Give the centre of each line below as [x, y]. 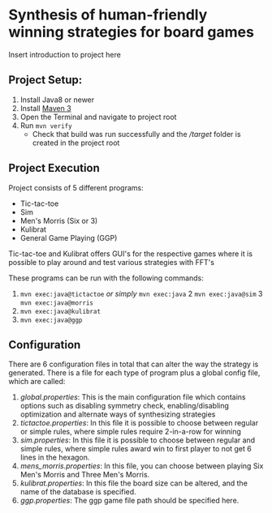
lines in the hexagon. [55, 457]
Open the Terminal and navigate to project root [98, 117]
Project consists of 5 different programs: [76, 187]
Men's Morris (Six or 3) [59, 220]
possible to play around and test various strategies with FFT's [112, 262]
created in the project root [76, 143]
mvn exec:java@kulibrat [60, 311]
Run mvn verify [46, 125]
